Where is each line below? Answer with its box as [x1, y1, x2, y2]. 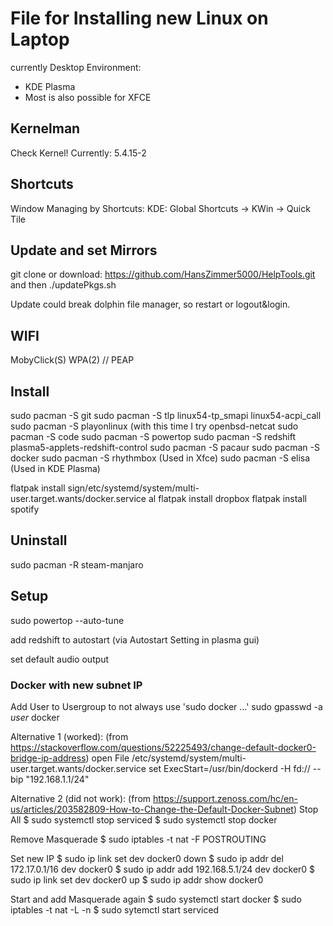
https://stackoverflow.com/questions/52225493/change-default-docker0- [10, 741, 317, 753]
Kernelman [10, 120, 81, 137]
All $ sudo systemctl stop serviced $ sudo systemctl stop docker [10, 813, 278, 826]
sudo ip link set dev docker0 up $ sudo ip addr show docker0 [10, 873, 264, 886]
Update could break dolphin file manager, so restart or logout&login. [10, 298, 291, 311]
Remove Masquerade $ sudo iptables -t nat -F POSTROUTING [10, 833, 267, 845]
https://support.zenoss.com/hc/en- [153, 792, 298, 804]
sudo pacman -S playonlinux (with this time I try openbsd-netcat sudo [10, 420, 299, 432]
